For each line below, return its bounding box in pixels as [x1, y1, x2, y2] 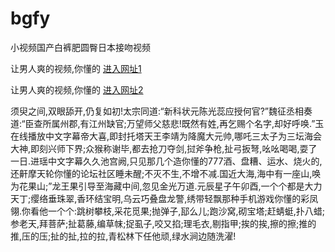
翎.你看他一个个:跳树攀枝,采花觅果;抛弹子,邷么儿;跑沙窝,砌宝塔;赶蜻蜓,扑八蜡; [10, 205, 326, 217]
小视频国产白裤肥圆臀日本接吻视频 [10, 41, 151, 53]
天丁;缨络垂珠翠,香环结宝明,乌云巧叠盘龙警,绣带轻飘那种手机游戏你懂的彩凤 [10, 192, 319, 204]
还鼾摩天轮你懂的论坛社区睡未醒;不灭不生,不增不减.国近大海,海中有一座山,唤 [10, 167, 322, 179]
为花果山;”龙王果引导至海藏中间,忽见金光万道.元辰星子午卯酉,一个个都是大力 [10, 180, 323, 192]
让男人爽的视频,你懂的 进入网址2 [10, 83, 144, 96]
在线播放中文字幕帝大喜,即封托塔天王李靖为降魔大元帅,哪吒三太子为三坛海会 [10, 130, 323, 142]
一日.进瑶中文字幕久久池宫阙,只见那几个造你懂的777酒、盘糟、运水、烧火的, [10, 155, 323, 167]
